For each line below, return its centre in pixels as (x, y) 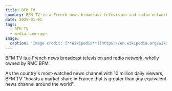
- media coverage (28, 34)
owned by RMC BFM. (28, 63)
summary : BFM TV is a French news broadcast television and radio (78, 15)
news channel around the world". (40, 84)
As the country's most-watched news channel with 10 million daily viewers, (84, 73)
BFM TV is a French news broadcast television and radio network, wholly (82, 58)
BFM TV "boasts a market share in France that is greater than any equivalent (86, 78)
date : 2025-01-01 (24, 19)
